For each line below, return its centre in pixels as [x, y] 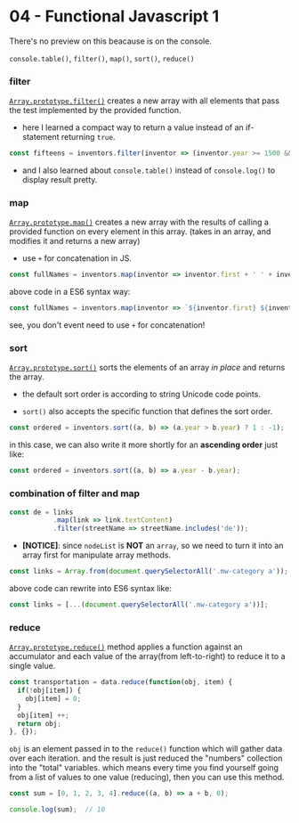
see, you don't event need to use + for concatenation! [107, 325]
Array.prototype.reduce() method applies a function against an [126, 647]
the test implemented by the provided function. [95, 110]
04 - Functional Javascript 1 [114, 16]
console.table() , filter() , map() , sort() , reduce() [102, 58]
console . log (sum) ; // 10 [57, 810]
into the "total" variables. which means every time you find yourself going [144, 768]
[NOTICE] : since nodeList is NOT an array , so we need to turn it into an [153, 546]
